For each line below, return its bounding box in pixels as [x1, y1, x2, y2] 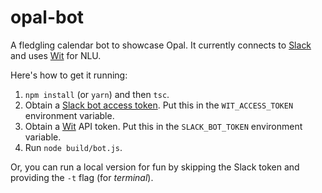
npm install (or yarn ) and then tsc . [24, 88, 170, 100]
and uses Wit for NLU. [10, 49, 102, 61]
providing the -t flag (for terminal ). [10, 171, 154, 183]
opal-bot [10, 6, 85, 29]
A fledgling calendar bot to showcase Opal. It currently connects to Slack [10, 39, 312, 51]
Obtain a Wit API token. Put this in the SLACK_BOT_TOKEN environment [24, 120, 303, 132]
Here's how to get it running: [10, 69, 128, 81]
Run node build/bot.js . [24, 141, 123, 153]
